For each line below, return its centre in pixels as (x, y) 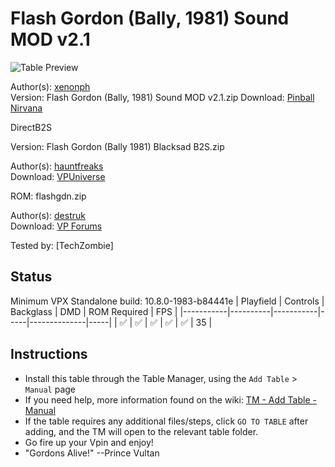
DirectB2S (31, 127)
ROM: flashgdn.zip (48, 196)
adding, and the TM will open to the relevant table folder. (141, 431)
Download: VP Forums (56, 226)
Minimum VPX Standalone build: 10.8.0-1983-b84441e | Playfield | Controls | (167, 301)
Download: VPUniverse (58, 176)
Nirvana (26, 108)
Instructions (49, 354)
